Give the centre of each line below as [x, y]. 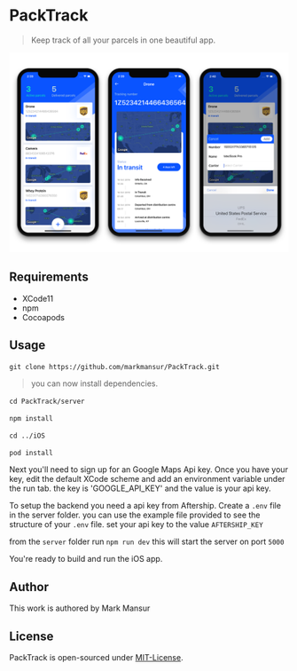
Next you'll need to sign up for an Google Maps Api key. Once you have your [148, 470]
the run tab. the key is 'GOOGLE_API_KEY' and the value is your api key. [140, 488]
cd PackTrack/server [47, 402]
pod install [31, 454]
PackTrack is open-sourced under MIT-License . [96, 657]
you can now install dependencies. [94, 383]
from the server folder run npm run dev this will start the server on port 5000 [147, 541]
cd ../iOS [27, 436]
